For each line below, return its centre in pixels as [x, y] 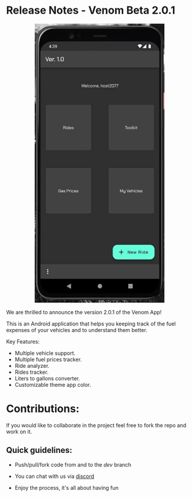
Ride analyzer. [32, 365]
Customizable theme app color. [53, 385]
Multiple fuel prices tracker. [48, 359]
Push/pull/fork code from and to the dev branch [73, 464]
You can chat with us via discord [55, 476]
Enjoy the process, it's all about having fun [67, 487]
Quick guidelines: [39, 450]
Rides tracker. [31, 372]
